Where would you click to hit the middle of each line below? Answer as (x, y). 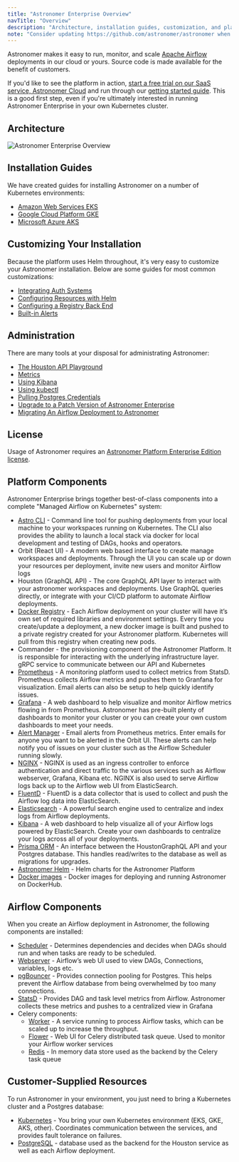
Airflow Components (54, 907)
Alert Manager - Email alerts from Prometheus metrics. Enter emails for (122, 733)
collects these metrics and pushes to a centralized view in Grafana (115, 1006)
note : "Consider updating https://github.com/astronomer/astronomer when (119, 34)
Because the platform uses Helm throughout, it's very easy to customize (113, 261)
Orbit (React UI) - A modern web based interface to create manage (116, 551)
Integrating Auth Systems (55, 290)
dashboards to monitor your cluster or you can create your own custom (122, 717)
